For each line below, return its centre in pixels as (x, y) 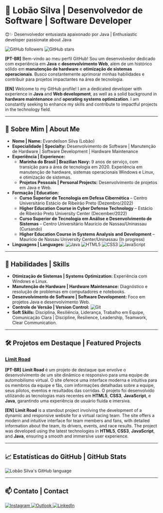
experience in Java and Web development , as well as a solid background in (81, 94)
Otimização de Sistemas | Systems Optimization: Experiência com (80, 276)
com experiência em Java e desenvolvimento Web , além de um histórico (79, 64)
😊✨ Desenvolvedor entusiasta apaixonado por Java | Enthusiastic (71, 34)
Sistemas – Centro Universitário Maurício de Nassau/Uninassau (83, 223)
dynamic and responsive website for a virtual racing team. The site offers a (80, 416)
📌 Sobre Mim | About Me (42, 129)
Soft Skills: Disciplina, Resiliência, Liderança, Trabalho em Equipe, (78, 312)
